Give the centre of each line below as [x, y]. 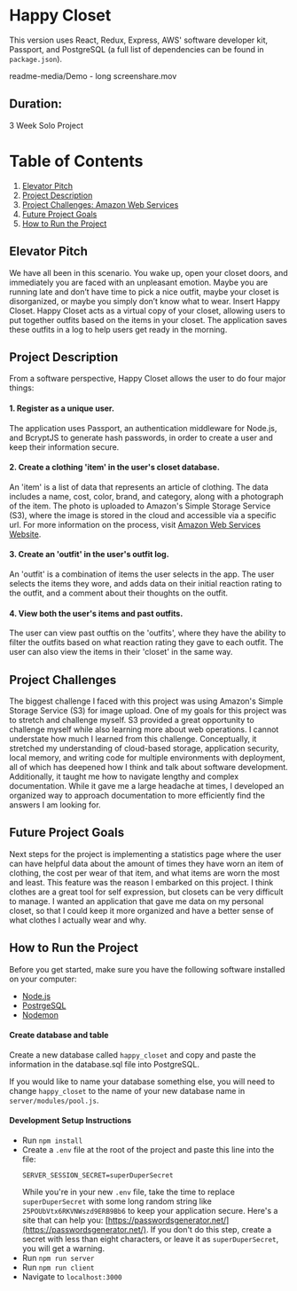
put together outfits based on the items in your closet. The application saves [148, 319]
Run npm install [52, 1140]
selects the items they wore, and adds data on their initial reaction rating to [145, 583]
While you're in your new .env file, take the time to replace [128, 1192]
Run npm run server [58, 1257]
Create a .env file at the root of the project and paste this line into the [148, 1149]
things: [22, 388]
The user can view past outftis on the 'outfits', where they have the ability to [148, 633]
